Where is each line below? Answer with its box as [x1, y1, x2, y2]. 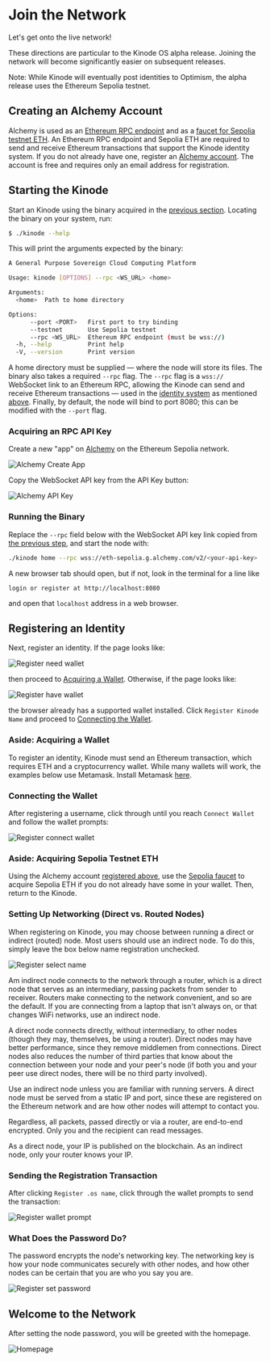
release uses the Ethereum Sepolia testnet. [8, 81, 151, 90]
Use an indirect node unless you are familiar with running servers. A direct [8, 1084, 255, 1094]
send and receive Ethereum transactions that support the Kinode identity [8, 143, 250, 153]
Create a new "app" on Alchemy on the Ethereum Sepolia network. [8, 444, 230, 454]
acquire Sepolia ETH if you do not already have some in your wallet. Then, [8, 880, 254, 889]
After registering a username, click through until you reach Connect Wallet [8, 809, 255, 818]
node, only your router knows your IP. [8, 1150, 133, 1159]
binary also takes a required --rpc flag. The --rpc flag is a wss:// [8, 372, 224, 381]
